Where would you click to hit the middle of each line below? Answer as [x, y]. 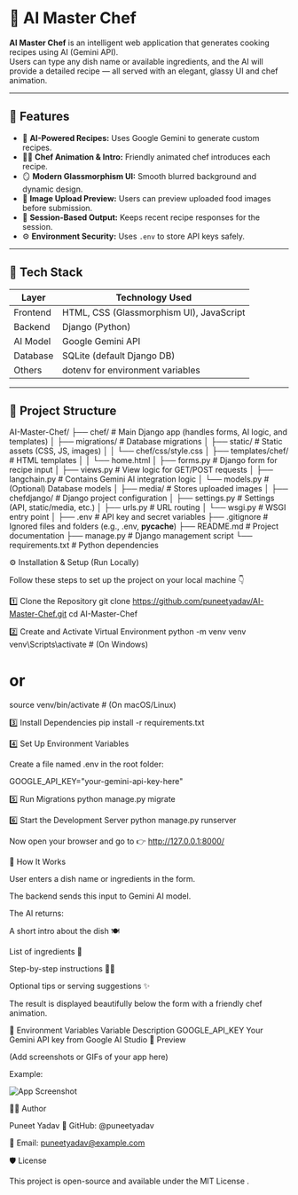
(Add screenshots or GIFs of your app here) [89, 1057]
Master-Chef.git [38, 614]
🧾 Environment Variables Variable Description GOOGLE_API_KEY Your [136, 1030]
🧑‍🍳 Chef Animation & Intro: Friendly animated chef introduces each [146, 157]
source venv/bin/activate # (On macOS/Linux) [93, 705]
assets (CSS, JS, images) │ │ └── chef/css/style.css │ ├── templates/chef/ [149, 451]
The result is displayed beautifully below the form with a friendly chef [136, 1004]
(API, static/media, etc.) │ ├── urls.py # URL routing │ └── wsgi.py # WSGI [148, 507]
